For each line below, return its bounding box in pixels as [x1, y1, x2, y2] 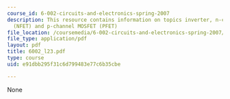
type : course [7, 55, 44, 61]
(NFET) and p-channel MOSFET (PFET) [13, 23, 118, 29]
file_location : [7, 29, 51, 36]
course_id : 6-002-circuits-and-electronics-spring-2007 [7, 10, 170, 17]
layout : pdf [7, 42, 41, 48]
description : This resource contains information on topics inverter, [7, 16, 213, 23]
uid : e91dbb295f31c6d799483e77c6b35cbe [7, 61, 121, 68]
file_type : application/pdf [7, 36, 88, 42]
